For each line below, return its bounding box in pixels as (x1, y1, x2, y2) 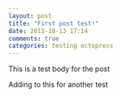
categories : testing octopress (8, 42, 114, 50)
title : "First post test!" (8, 19, 99, 27)
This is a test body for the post (8, 64, 111, 74)
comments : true (8, 34, 60, 43)
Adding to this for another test (8, 80, 109, 90)
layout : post (8, 11, 52, 20)
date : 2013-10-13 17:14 (8, 27, 89, 35)
